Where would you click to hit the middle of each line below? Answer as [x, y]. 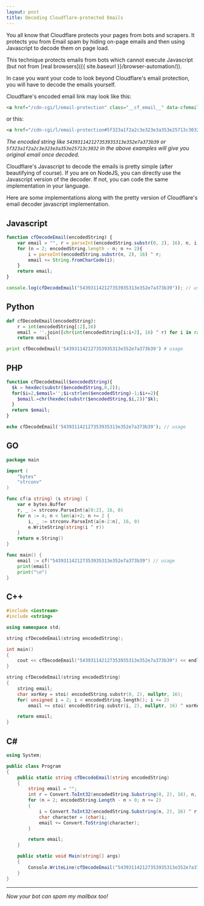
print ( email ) [34, 566]
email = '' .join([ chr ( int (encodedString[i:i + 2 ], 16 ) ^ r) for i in [104, 332]
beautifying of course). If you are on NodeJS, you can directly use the [93, 173]
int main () [20, 649]
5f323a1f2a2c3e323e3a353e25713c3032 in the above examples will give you [98, 148]
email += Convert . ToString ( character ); [89, 823]
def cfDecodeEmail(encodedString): [51, 321]
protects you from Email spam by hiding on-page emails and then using [96, 41]
